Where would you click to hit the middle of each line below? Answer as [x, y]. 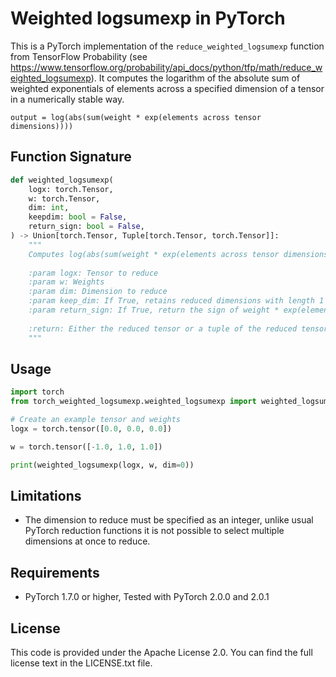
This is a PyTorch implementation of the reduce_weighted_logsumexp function [167, 46]
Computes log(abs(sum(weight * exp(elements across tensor [154, 254]
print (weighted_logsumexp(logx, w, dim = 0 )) [102, 465]
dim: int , [49, 208]
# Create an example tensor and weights [96, 420]
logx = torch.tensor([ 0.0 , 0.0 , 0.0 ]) [91, 428]
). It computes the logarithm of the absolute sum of [195, 78]
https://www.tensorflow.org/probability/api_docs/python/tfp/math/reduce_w [166, 67]
